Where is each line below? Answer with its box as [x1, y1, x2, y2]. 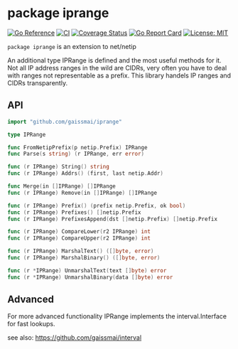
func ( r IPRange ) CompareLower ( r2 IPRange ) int [7, 228, 151, 235]
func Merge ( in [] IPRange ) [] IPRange [7, 183, 116, 190]
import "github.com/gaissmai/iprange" [7, 118, 122, 125]
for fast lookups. [7, 320, 55, 328]
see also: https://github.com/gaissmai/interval [7, 333, 142, 342]
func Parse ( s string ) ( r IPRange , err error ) [7, 151, 144, 158]
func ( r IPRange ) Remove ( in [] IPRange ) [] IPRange [7, 189, 158, 196]
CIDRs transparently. [7, 78, 68, 87]
